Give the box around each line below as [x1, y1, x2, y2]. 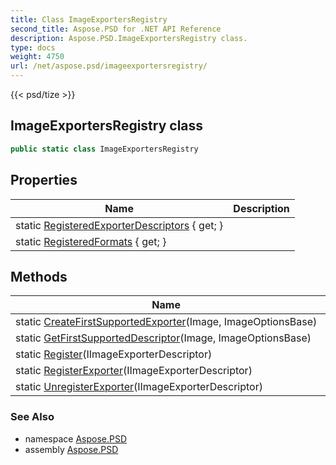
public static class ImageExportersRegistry [10, 144, 199, 154]
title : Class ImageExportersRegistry [10, 14, 168, 25]
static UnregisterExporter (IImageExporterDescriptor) [15, 380, 263, 394]
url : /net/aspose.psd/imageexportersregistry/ [10, 61, 208, 71]
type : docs [10, 42, 56, 53]
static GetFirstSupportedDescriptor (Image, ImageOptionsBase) [15, 331, 312, 345]
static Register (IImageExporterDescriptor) [15, 347, 213, 361]
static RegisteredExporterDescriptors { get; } [15, 218, 224, 232]
